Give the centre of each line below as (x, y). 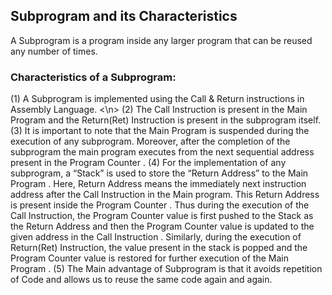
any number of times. (54, 51)
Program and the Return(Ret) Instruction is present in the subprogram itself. (166, 120)
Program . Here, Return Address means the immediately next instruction (158, 184)
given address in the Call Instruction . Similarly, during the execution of (156, 237)
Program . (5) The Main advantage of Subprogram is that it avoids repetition (166, 269)
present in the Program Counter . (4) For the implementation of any (148, 163)
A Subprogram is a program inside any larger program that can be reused (161, 40)
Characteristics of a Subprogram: (93, 77)
